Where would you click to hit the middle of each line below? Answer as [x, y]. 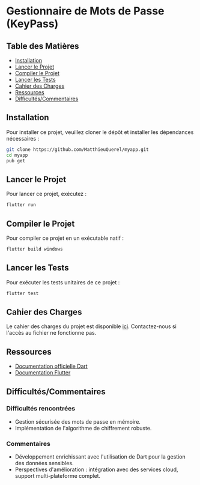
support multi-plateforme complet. [58, 476]
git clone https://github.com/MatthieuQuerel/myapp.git [77, 149]
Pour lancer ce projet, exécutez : [47, 194]
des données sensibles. [44, 463]
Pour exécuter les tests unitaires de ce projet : [63, 282]
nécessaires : [23, 138]
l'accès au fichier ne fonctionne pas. [51, 333]
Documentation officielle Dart [51, 366]
